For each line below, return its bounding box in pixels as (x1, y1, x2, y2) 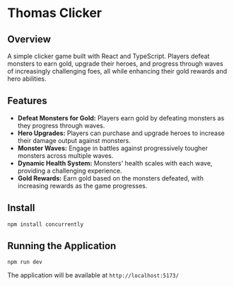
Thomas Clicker (7, 5, 103, 21)
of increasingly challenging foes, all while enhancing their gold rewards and (7, 67, 228, 75)
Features (7, 95, 47, 107)
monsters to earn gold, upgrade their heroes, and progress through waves (7, 59, 224, 68)
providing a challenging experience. (17, 166, 122, 175)
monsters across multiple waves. (17, 151, 114, 160)
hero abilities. (7, 74, 47, 83)
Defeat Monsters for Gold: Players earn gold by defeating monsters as (17, 113, 225, 122)
